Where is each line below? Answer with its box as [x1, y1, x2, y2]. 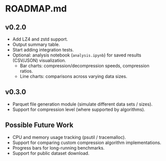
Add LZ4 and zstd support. [12, 36, 68, 42]
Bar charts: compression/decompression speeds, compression [19, 63, 149, 68]
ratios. [19, 68, 33, 74]
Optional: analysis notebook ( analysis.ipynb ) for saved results [12, 52, 141, 58]
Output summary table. [12, 41, 60, 47]
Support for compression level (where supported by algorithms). [12, 106, 145, 112]
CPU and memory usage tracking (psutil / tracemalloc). [12, 134, 126, 140]
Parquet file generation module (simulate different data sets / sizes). [12, 101, 153, 107]
